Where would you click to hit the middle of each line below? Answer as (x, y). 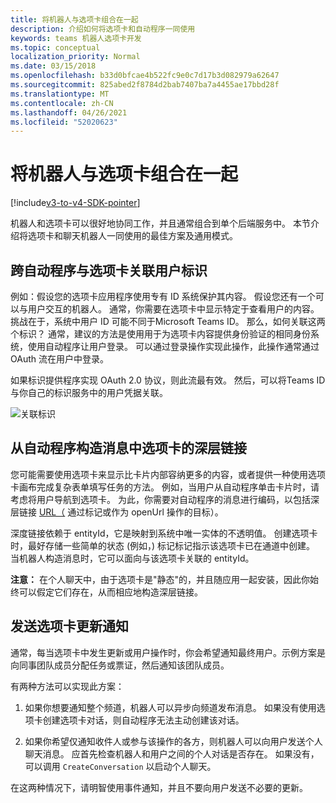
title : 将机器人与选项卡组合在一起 (74, 19)
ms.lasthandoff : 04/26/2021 (69, 112)
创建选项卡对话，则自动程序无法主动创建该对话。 (143, 720)
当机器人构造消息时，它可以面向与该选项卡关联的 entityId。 (132, 558)
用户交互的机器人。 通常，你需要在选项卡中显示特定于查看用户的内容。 (173, 309)
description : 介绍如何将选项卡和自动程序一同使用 (103, 29)
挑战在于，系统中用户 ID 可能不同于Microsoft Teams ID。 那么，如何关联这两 (168, 321)
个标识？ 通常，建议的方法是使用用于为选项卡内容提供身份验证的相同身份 (160, 334)
